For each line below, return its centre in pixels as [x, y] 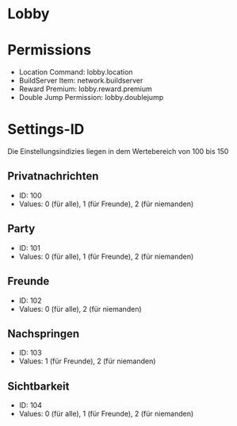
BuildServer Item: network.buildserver [81, 81]
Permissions [50, 50]
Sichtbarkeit [38, 386]
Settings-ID [46, 130]
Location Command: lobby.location [76, 72]
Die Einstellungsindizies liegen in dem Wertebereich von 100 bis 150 [118, 152]
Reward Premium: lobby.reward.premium [85, 89]
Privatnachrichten [53, 177]
